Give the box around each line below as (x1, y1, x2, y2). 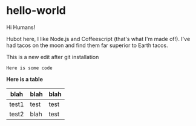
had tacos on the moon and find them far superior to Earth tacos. (6, 42, 168, 49)
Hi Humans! (6, 24, 36, 31)
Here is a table (6, 75, 44, 83)
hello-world (6, 4, 67, 17)
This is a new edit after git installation (6, 53, 99, 60)
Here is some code (6, 65, 53, 71)
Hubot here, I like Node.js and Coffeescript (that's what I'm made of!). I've (6, 35, 191, 42)
